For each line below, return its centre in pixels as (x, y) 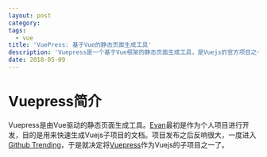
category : (25, 23)
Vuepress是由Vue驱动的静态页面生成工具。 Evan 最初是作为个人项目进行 (126, 124)
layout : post (30, 15)
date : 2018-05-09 (37, 60)
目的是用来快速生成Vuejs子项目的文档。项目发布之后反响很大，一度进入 (139, 135)
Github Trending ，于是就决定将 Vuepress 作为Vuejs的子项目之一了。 (118, 144)
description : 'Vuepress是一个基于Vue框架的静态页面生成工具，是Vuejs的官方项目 (130, 52)
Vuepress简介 (55, 102)
